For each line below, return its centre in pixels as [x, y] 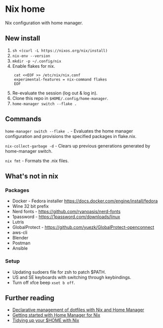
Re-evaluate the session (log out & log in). [55, 93]
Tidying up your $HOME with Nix [46, 321]
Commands [23, 119]
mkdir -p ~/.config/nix [37, 61]
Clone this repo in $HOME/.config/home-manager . [60, 98]
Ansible [20, 248]
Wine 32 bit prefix [30, 206]
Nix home [25, 9]
